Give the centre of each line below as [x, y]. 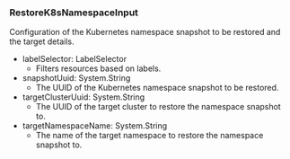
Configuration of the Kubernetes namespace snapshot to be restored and [145, 32]
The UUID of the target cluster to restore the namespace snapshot [158, 107]
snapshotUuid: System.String [76, 78]
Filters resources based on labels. [98, 68]
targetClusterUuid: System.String [83, 97]
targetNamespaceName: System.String [95, 126]
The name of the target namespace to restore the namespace [149, 136]
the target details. [42, 41]
